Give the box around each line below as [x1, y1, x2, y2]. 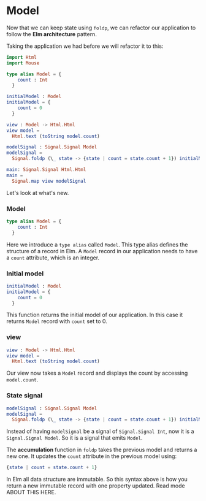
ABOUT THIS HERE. [6, 489, 56, 496]
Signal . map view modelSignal [12, 178, 86, 184]
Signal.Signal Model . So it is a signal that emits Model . [6, 434, 143, 442]
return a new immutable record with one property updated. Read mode [6, 482, 185, 489]
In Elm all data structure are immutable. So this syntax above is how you [6, 476, 188, 483]
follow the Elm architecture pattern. [6, 30, 97, 37]
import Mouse [6, 59, 40, 66]
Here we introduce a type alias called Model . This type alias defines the [6, 240, 188, 248]
